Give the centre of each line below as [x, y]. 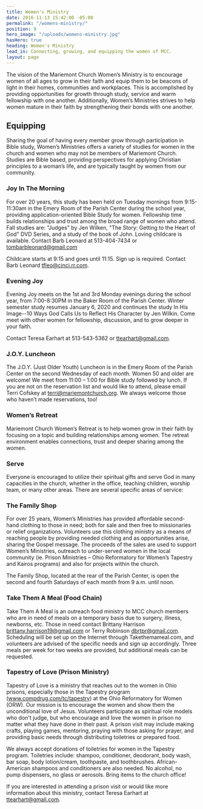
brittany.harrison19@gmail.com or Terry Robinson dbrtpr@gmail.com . [93, 630]
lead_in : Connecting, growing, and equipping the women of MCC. [89, 52]
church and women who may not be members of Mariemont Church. [92, 153]
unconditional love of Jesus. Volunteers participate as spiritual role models [99, 711]
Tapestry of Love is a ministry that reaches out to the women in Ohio [92, 685]
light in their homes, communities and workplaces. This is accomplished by [100, 87]
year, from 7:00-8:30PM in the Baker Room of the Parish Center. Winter [95, 301]
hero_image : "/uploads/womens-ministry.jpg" [63, 35]
